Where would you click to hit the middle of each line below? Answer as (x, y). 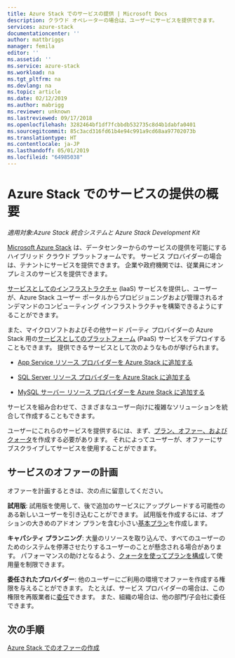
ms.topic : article (34, 92)
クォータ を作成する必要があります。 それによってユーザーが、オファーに (112, 439)
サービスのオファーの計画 (62, 472)
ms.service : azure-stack (43, 66)
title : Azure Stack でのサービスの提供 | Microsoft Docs (87, 14)
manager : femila (31, 46)
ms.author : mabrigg (36, 105)
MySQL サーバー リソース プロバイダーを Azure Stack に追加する (111, 392)
